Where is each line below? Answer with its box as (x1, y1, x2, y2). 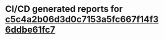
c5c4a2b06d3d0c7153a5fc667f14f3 (5, 14, 159, 25)
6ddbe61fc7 (5, 24, 55, 35)
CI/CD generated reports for (5, 3, 123, 15)
